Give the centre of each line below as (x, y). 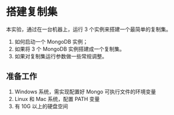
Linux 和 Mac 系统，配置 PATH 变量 (57, 99)
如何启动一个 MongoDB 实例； (51, 41)
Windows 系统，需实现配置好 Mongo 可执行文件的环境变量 (85, 92)
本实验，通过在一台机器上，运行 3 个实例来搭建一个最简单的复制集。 (89, 29)
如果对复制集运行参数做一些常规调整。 (61, 56)
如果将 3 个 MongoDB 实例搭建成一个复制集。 (69, 49)
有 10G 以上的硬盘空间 (41, 106)
